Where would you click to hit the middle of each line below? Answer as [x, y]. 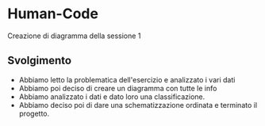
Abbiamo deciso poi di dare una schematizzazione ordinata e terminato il [138, 105]
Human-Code [53, 14]
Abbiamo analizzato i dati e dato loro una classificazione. [112, 97]
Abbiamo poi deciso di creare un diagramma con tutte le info [118, 88]
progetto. [34, 113]
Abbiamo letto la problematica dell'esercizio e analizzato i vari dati [127, 79]
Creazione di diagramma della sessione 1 [74, 36]
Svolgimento [40, 61]
